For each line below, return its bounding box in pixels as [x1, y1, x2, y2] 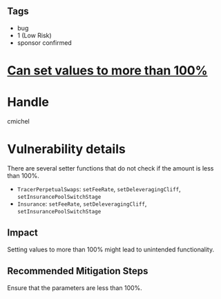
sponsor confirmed [17, 38, 73, 47]
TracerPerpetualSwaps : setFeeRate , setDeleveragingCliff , [17, 184, 181, 193]
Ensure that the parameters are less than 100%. [7, 283, 143, 292]
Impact [7, 227, 38, 239]
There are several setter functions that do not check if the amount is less [7, 164, 214, 172]
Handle [7, 95, 50, 110]
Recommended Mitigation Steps [7, 265, 148, 277]
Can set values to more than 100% [7, 63, 208, 78]
